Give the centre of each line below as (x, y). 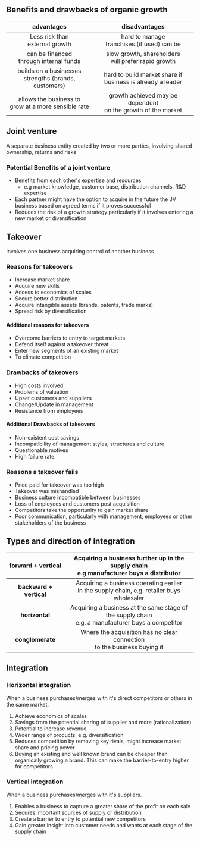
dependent (143, 102)
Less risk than (49, 36)
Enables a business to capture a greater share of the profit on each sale (103, 806)
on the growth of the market (143, 110)
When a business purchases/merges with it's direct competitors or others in (99, 698)
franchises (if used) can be (143, 44)
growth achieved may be (143, 95)
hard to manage (143, 36)
